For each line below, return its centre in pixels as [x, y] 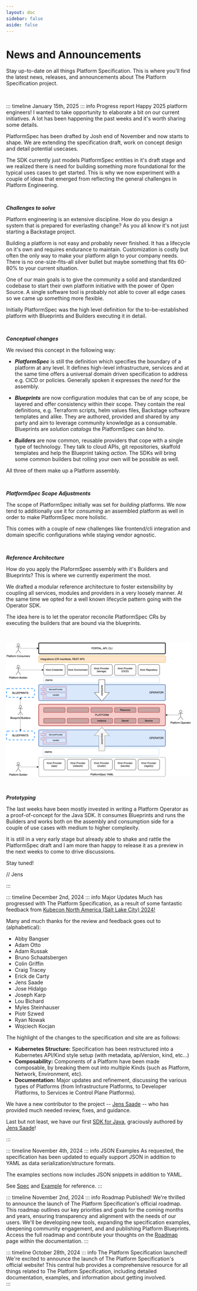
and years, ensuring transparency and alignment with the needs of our [91, 1216]
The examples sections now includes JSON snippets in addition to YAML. [94, 1174]
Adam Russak [31, 951]
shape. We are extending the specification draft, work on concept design [94, 143]
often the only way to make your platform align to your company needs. [92, 256]
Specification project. [32, 83]
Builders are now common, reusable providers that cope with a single [99, 440]
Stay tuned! [20, 863]
